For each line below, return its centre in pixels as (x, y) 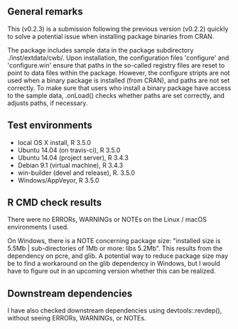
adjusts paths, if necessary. (48, 103)
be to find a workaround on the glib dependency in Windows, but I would (114, 264)
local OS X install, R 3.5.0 (54, 142)
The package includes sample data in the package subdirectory (101, 50)
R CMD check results (55, 203)
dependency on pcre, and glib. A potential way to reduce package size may (118, 256)
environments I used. (38, 227)
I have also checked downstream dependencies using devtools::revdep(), (115, 311)
